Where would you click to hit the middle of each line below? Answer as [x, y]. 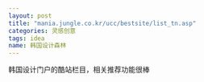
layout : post [30, 16]
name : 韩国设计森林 [37, 46]
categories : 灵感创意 [42, 31]
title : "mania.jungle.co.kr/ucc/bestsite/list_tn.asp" [102, 23]
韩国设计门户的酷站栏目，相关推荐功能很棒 [79, 70]
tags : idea [27, 38]
